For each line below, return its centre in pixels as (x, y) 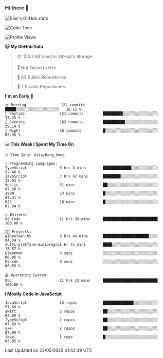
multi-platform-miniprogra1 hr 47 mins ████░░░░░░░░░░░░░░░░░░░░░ (81, 245)
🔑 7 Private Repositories (41, 87)
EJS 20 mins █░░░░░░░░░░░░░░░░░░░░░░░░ (81, 202)
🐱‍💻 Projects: (18, 232)
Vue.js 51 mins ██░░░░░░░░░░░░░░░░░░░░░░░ (81, 185)
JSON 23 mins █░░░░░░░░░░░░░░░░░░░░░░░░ (81, 194)
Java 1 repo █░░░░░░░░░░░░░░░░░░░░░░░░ (81, 337)
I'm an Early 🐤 (19, 96)
